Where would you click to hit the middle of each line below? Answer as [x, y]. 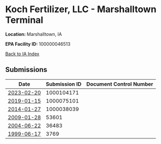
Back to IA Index [22, 54]
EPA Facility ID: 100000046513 [38, 44]
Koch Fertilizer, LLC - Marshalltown [81, 9]
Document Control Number [120, 84]
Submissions [26, 70]
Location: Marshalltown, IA [34, 34]
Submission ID [63, 84]
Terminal [24, 20]
